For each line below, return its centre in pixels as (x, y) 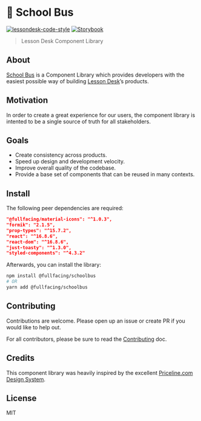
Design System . (26, 379)
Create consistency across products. (61, 155)
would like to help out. (34, 327)
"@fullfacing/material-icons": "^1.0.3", (59, 219)
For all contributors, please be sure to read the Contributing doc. (87, 339)
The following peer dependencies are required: (65, 208)
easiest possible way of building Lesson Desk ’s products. (78, 81)
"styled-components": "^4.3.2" (46, 253)
